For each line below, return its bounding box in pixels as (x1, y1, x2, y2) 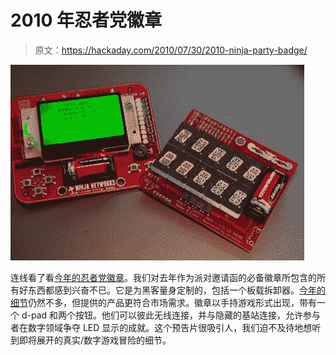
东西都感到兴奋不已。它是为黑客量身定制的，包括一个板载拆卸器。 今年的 (27, 284, 326, 296)
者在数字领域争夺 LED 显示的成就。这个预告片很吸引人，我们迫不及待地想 (10, 321, 313, 333)
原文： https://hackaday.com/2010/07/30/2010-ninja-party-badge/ (34, 44, 308, 56)
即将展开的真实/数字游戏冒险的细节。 (18, 334, 172, 346)
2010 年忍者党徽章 (10, 9, 163, 32)
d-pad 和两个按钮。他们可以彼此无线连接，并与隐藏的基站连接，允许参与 (21, 309, 322, 321)
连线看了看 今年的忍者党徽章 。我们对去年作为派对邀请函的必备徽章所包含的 (10, 271, 317, 283)
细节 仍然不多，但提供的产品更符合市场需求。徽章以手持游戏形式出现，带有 (10, 296, 317, 308)
